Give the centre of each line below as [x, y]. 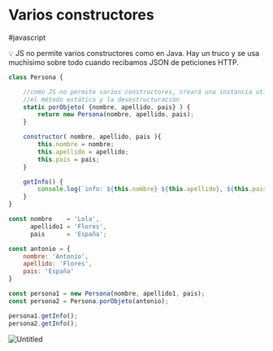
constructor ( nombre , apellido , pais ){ [92, 137]
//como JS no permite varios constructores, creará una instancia [138, 92]
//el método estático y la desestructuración [102, 99]
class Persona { [36, 77]
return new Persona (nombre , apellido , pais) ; [116, 115]
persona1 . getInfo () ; [43, 316]
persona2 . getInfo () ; [43, 323]
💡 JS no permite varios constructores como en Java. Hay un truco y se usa [134, 53]
